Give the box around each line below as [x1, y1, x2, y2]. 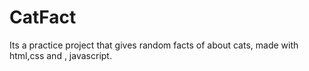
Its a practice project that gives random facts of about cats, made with [9, 39, 299, 51]
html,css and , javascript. [9, 49, 112, 61]
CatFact [9, 6, 77, 29]
